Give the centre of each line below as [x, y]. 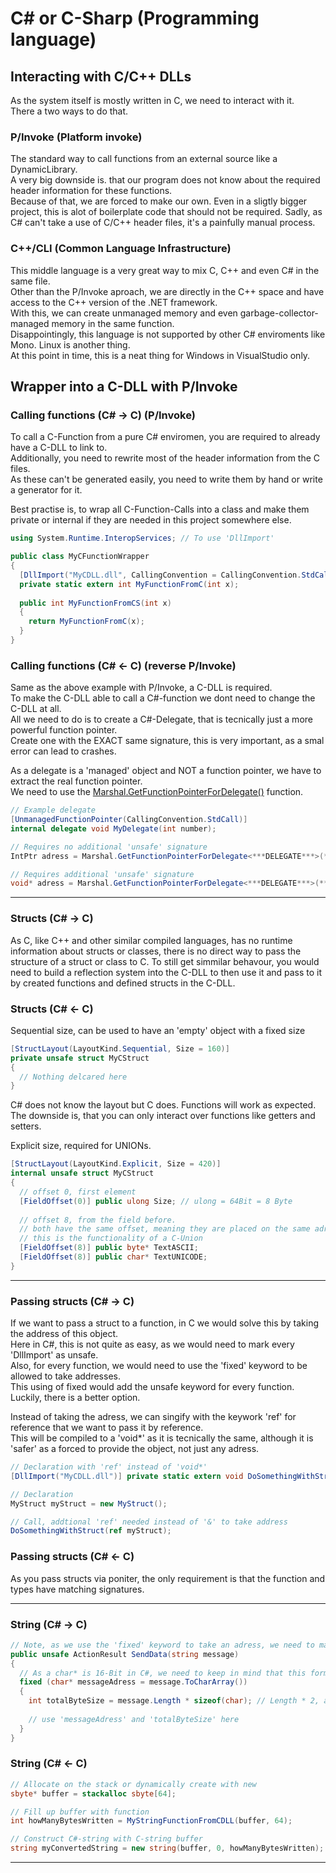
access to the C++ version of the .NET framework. [114, 302]
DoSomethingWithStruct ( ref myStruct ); [91, 1531]
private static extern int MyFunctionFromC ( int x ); [129, 584]
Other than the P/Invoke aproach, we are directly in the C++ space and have [167, 291]
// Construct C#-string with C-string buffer [106, 1839]
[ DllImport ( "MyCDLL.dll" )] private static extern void [127, 1476]
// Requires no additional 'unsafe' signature [109, 847]
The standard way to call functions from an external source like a [144, 159]
